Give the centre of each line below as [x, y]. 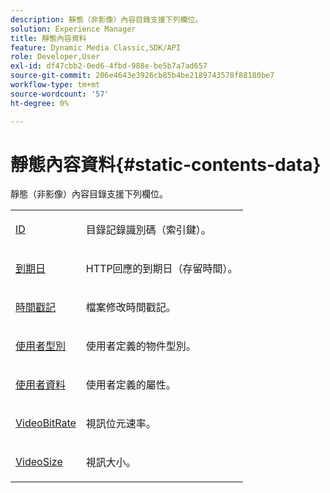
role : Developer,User [55, 57]
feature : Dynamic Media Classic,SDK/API [96, 47]
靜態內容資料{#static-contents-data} [166, 164]
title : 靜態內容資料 [48, 38]
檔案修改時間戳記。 [131, 308]
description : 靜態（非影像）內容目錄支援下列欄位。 [106, 19]
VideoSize [39, 462]
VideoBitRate [46, 423]
